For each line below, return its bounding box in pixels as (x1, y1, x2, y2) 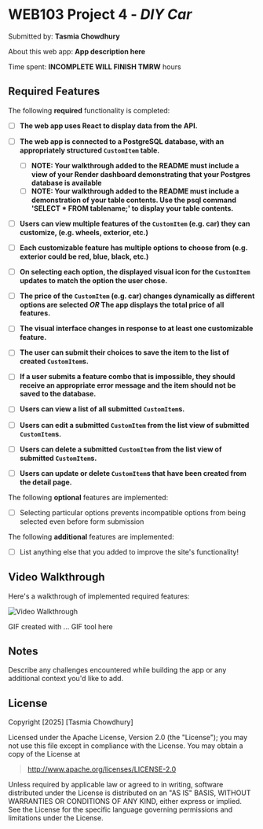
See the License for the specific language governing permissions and (8, 805, 233, 815)
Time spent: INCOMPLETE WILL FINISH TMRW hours (8, 61, 182, 72)
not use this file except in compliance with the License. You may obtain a (8, 741, 243, 750)
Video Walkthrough (8, 570, 105, 584)
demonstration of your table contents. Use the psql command (31, 195, 237, 204)
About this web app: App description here (8, 46, 146, 56)
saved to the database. (19, 389, 97, 399)
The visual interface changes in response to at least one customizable (19, 324, 254, 333)
